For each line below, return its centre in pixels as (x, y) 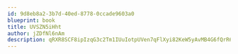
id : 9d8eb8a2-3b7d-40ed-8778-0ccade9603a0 (71, 14)
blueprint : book (31, 20)
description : (27, 40)
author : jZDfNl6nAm (36, 33)
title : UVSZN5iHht (34, 27)
